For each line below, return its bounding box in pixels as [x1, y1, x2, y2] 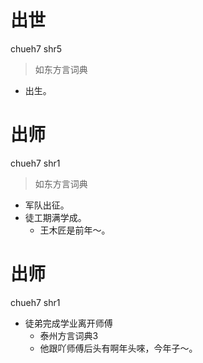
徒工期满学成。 [24, 211, 87, 223]
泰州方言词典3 [39, 329, 99, 341]
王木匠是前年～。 [39, 224, 111, 236]
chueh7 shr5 [10, 42, 63, 55]
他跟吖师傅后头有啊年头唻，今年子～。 [39, 342, 198, 354]
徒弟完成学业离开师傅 [24, 317, 113, 329]
